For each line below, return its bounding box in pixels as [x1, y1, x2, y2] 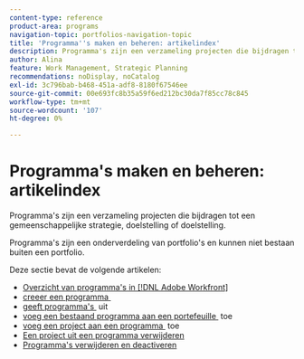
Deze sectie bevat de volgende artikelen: [9, 264, 162, 276]
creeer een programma [22, 291, 109, 303]
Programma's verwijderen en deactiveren [22, 340, 177, 351]
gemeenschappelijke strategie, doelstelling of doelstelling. [9, 220, 226, 231]
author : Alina [9, 55, 63, 64]
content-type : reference [9, 13, 103, 23]
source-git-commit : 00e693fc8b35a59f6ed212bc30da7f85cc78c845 [9, 89, 249, 98]
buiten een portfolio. [9, 247, 85, 258]
